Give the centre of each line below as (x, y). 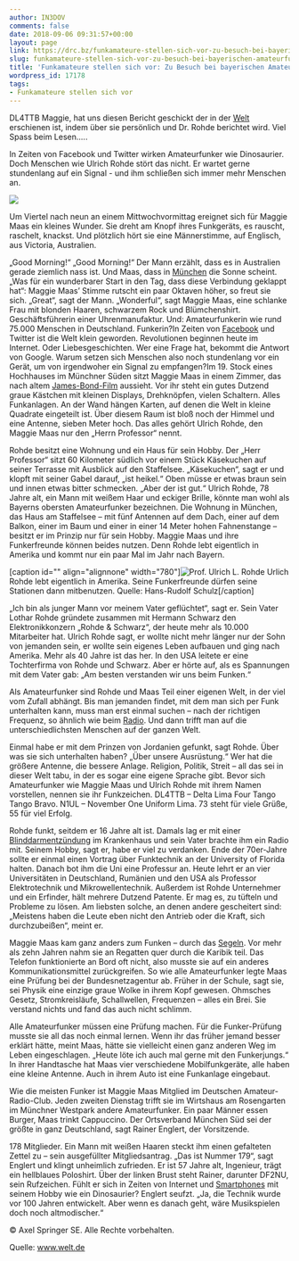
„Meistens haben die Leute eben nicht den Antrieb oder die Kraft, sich (137, 916)
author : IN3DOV (37, 17)
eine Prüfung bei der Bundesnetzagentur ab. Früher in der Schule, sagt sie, (147, 980)
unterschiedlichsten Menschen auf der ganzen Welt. (105, 729)
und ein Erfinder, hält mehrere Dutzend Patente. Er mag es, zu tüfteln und (144, 897)
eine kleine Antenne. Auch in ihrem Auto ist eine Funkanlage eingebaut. (140, 1074)
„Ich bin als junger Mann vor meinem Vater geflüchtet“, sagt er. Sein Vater (144, 608)
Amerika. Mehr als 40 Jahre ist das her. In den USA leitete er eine (129, 655)
